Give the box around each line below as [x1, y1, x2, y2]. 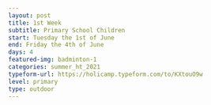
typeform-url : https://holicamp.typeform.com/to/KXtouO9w [8, 70, 203, 78]
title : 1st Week [8, 19, 62, 27]
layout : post [8, 11, 51, 20]
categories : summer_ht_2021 [8, 63, 101, 71]
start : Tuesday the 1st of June [8, 33, 115, 42]
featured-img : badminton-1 [8, 56, 97, 64]
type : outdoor [8, 84, 55, 93]
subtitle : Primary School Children [8, 26, 126, 34]
